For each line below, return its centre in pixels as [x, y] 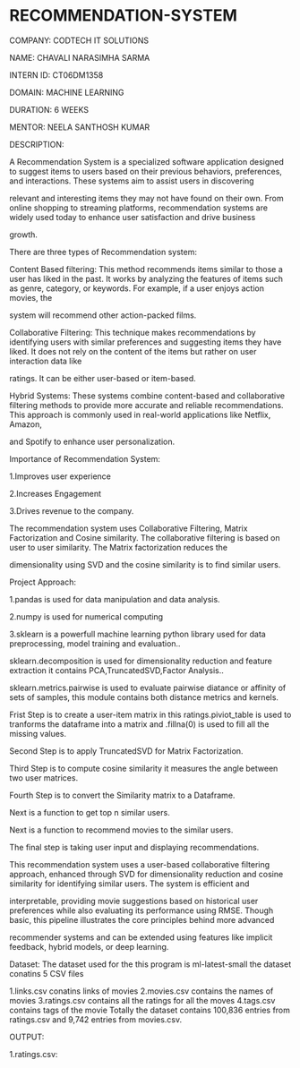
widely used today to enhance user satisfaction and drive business [133, 217]
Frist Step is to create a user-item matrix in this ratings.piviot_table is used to [150, 714]
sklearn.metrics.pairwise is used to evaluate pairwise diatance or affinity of [148, 688]
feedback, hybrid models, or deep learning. [89, 946]
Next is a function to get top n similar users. [90, 812]
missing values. [38, 733]
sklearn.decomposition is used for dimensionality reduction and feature [141, 661]
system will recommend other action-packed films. [103, 315]
